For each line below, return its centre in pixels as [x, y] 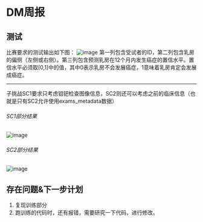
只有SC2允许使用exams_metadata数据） [67, 101]
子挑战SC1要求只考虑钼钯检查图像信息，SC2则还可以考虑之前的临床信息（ [98, 93]
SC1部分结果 [22, 116]
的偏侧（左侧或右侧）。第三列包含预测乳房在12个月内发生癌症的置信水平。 [98, 60]
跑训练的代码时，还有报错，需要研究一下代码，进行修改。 [86, 213]
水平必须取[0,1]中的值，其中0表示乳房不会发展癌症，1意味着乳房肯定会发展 [104, 67]
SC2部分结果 [22, 149]
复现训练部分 [31, 205]
